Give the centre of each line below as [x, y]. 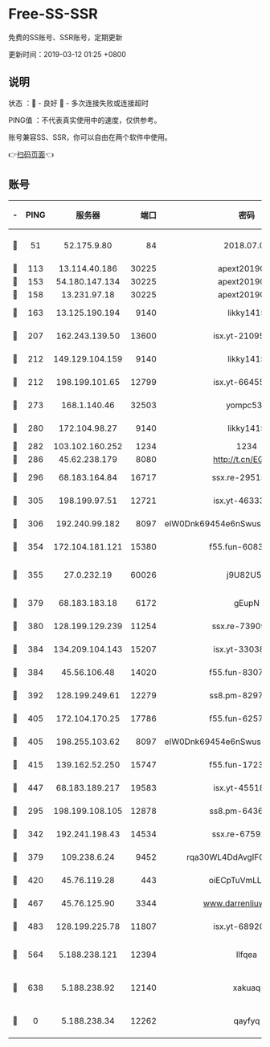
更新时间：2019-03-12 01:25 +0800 [67, 54]
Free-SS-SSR [53, 14]
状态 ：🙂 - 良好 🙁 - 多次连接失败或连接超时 [78, 103]
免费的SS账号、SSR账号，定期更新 [65, 37]
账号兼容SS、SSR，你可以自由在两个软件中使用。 [90, 137]
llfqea [247, 955]
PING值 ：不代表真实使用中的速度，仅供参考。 [85, 120]
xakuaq [247, 988]
